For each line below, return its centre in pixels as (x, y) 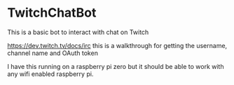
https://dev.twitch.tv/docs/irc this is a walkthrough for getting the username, (117, 45)
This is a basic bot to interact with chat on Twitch (78, 32)
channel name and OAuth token (53, 53)
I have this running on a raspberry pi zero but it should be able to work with (116, 66)
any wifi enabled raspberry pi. (50, 74)
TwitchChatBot (52, 13)
